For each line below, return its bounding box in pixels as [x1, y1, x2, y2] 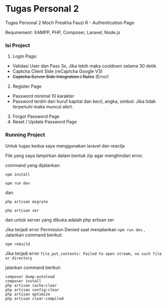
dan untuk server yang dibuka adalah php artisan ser [5, 217, 114, 223]
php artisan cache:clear [5, 283, 57, 288]
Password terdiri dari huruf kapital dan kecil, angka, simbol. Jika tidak [12, 98, 156, 104]
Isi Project [5, 42, 30, 49]
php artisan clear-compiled [5, 296, 64, 301]
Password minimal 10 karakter [12, 93, 74, 99]
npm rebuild [5, 241, 30, 246]
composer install [5, 278, 42, 283]
